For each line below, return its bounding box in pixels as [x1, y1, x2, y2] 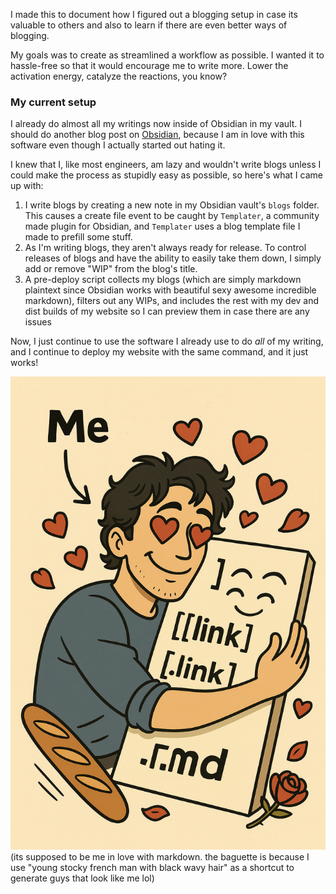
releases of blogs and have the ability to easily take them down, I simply [24, 252, 322, 264]
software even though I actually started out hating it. [10, 139, 226, 151]
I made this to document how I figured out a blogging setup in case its [10, 9, 298, 20]
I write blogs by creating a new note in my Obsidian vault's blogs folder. [24, 199, 320, 211]
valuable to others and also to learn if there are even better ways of [10, 19, 288, 31]
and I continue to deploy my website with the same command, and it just [10, 346, 309, 358]
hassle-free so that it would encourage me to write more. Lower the [10, 60, 289, 71]
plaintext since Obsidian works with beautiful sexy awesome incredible [24, 284, 317, 296]
